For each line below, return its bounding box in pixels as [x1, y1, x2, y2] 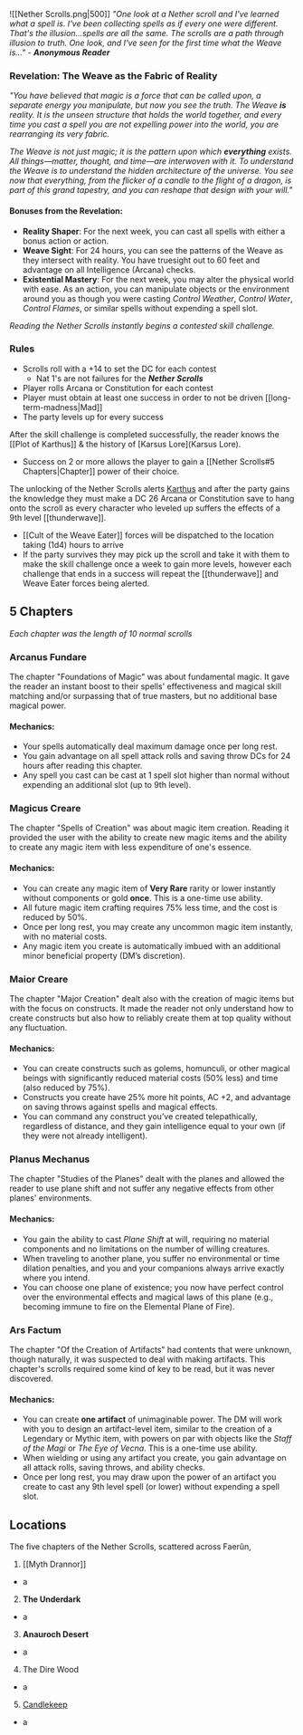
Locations [9, 1517, 67, 1532]
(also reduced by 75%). [22, 1082, 110, 1093]
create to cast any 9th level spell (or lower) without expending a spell [22, 1481, 280, 1492]
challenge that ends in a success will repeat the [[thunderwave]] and [22, 568, 279, 579]
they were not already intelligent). [22, 1130, 148, 1141]
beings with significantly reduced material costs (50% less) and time [22, 1073, 279, 1084]
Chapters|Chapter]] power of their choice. [22, 465, 180, 476]
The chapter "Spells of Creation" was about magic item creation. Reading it [9, 822, 289, 833]
